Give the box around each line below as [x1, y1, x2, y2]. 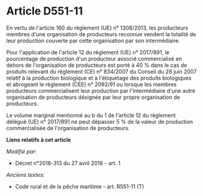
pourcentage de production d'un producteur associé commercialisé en [6, 55, 182, 62]
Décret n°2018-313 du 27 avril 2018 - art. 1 [14, 159, 121, 166]
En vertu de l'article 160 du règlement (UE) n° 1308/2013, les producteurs [6, 24, 188, 31]
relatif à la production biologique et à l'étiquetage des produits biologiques [6, 74, 192, 81]
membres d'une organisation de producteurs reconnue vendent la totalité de [6, 30, 196, 37]
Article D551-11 [6, 4, 83, 18]
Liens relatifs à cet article [6, 136, 71, 143]
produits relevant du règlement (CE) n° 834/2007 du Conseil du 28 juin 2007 [6, 68, 197, 75]
